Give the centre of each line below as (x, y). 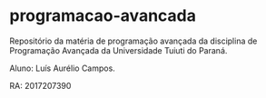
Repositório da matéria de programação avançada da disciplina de (133, 41)
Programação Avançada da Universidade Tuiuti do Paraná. (118, 50)
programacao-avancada (103, 16)
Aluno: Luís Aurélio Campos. (62, 68)
